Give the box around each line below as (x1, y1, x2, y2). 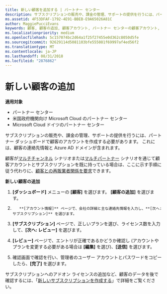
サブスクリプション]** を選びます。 (12, 211, 77, 217)
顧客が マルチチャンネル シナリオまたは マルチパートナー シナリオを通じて (5, 155, 156, 161)
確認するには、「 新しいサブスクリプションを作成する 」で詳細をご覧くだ (5, 278, 151, 284)
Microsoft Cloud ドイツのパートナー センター (12, 122, 105, 128)
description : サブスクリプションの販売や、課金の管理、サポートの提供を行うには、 (5, 12, 157, 17)
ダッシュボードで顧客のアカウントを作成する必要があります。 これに (14, 139, 156, 145)
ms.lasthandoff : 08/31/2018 (5, 53, 64, 59)
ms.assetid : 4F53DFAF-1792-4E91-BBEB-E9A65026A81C (5, 16, 112, 21)
